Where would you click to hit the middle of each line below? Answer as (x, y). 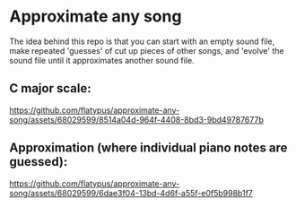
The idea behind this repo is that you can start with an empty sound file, (142, 41)
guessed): (39, 162)
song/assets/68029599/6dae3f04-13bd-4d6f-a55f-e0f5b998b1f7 (131, 193)
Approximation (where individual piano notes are (148, 148)
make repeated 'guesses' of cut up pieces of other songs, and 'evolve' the (147, 50)
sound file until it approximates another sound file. (102, 60)
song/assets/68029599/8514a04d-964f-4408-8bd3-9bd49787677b (137, 119)
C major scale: (50, 88)
